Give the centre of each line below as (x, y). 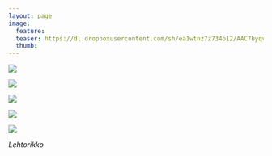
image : (19, 23)
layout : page (30, 16)
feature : (30, 31)
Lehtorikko (26, 145)
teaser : (29, 38)
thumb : (27, 46)
